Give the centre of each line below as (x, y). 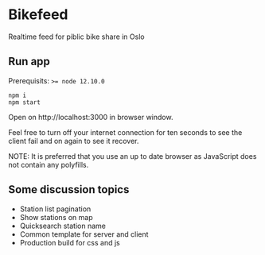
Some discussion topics (69, 189)
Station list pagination (55, 209)
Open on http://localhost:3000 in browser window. (91, 117)
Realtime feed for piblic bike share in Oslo (76, 37)
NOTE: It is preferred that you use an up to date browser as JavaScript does (132, 156)
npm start (25, 102)
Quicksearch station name (62, 226)
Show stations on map (56, 217)
